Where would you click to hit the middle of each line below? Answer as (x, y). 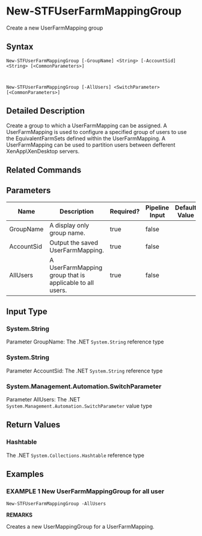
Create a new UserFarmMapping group (55, 28)
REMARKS (20, 515)
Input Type (27, 312)
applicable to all (72, 282)
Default (186, 208)
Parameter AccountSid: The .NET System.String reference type (84, 371)
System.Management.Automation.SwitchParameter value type (79, 406)
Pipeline (157, 208)
